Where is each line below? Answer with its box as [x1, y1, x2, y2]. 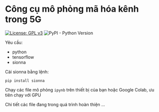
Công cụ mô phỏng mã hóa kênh [5, 3, 139, 15]
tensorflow [12, 54, 34, 60]
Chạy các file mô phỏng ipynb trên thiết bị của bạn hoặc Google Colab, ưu [5, 87, 155, 92]
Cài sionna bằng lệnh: [5, 68, 49, 74]
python [12, 49, 27, 55]
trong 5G [5, 14, 42, 25]
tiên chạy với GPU [5, 92, 42, 98]
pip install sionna [5, 78, 45, 83]
